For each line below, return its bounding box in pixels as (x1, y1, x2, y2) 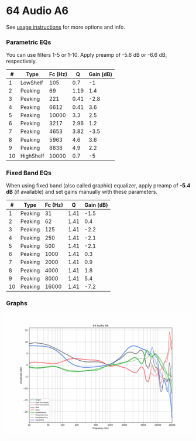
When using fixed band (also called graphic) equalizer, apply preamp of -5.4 (6, 182, 191, 189)
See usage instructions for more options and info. (6, 23, 126, 30)
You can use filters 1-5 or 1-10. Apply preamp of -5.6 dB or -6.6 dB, (6, 52, 167, 59)
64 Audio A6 (6, 4, 69, 18)
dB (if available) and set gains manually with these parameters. (6, 189, 158, 196)
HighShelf (20, 152, 44, 159)
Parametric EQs (6, 38, 51, 46)
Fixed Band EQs (6, 169, 51, 177)
